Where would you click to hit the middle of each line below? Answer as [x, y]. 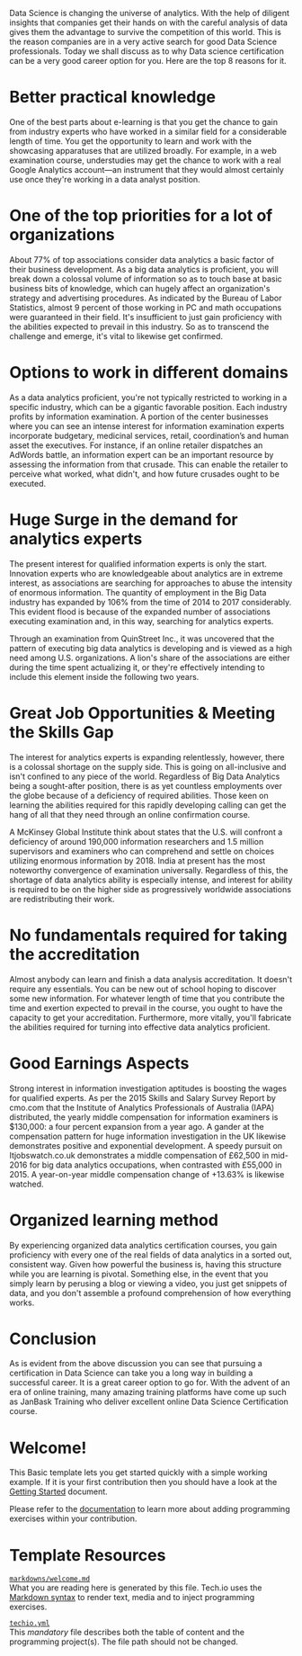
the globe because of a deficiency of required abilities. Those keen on [139, 795]
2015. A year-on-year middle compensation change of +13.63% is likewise [147, 1174]
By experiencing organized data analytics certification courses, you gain [143, 1245]
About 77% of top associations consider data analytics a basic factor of [142, 259]
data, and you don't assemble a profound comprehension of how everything [151, 1293]
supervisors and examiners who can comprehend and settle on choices [142, 851]
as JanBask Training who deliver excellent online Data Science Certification [149, 1401]
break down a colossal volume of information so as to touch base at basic [146, 279]
